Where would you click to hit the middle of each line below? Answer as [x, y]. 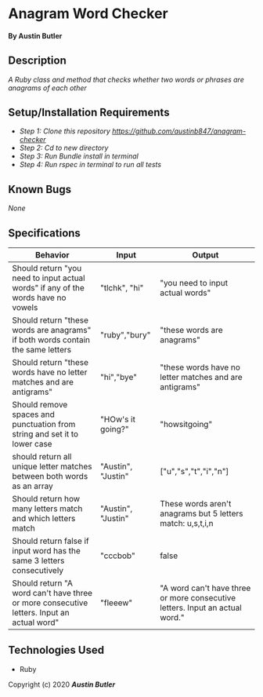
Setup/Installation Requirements [89, 112]
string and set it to [45, 434]
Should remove [40, 405]
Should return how [46, 499]
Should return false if [50, 541]
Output [205, 255]
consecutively [38, 571]
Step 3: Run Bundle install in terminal [79, 156]
